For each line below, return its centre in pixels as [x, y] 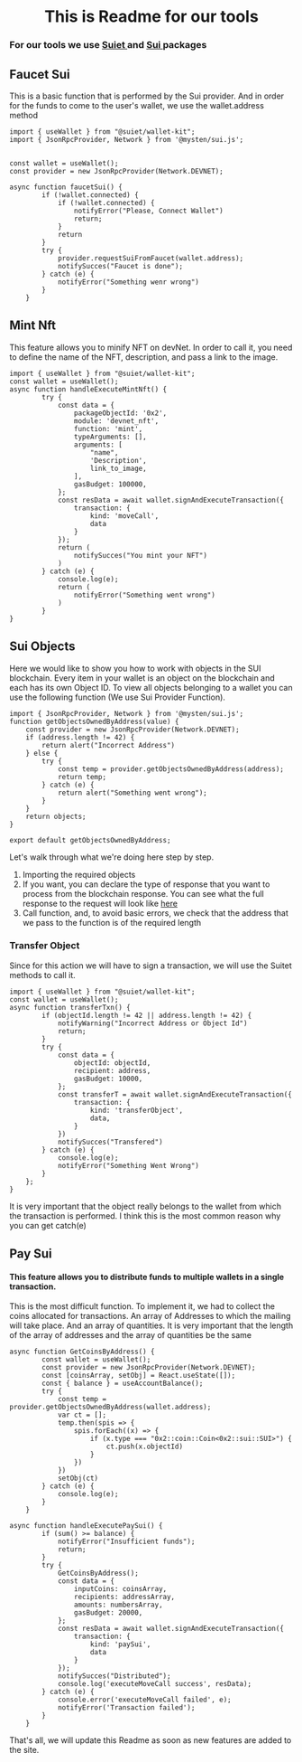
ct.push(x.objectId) [144, 1447]
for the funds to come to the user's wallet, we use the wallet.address [137, 105]
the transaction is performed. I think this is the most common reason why [145, 1215]
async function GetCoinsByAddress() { [82, 1352]
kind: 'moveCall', [124, 516]
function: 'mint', [108, 429]
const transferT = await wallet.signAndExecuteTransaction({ [175, 1094]
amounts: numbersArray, [119, 1605]
